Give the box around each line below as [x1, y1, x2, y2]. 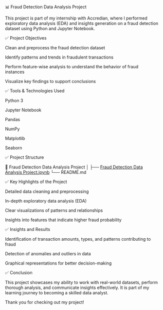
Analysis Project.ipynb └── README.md [5, 169, 87, 175]
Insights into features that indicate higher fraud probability [5, 217, 122, 223]
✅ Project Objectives [5, 35, 47, 41]
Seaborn [5, 145, 22, 150]
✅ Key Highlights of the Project [5, 179, 67, 185]
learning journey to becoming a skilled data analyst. [5, 290, 109, 295]
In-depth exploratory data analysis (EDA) [5, 198, 87, 204]
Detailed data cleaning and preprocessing [5, 188, 89, 194]
